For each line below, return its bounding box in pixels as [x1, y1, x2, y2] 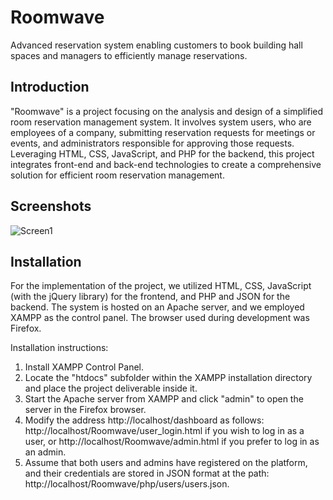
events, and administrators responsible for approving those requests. [10, 137, 295, 149]
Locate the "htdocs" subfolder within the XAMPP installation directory [24, 372, 313, 384]
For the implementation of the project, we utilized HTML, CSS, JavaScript [10, 280, 312, 292]
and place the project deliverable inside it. [24, 382, 198, 395]
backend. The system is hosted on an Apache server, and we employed [10, 301, 305, 313]
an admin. [24, 446, 67, 458]
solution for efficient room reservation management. [10, 169, 225, 181]
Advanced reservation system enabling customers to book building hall [10, 39, 303, 51]
